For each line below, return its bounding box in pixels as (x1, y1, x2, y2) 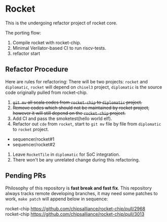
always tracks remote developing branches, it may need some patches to (5, 190, 158, 196)
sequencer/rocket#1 (12, 136, 55, 142)
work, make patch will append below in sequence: (5, 196, 108, 202)
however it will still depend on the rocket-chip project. (12, 110, 126, 116)
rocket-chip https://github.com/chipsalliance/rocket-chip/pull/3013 (5, 211, 145, 217)
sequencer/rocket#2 (12, 141, 56, 147)
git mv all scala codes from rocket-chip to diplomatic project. (12, 99, 143, 105)
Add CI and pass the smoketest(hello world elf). (12, 115, 112, 121)
